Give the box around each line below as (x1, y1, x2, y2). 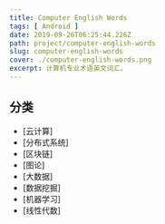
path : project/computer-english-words (9, 38, 156, 48)
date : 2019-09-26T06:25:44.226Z (9, 30, 131, 39)
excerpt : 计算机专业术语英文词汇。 (9, 64, 128, 73)
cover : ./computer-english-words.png (9, 55, 152, 64)
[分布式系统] (22, 137, 70, 148)
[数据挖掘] (22, 182, 62, 193)
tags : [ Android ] (9, 22, 79, 31)
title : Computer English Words (9, 13, 128, 23)
